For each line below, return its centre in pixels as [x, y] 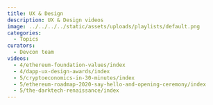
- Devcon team [34, 52]
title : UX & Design [35, 13]
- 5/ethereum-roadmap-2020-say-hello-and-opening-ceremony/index [110, 84]
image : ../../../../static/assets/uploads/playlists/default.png [103, 26]
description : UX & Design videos [56, 20]
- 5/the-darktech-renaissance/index [66, 90]
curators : [22, 46]
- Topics [26, 39]
